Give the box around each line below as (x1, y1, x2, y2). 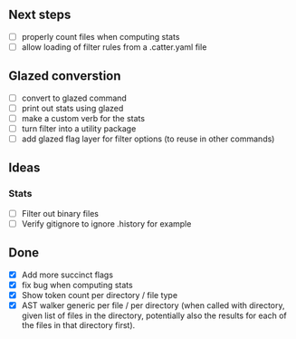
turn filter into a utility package (21, 122, 137, 134)
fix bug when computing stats (21, 279, 133, 290)
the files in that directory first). (21, 319, 136, 330)
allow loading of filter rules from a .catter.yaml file (21, 41, 207, 53)
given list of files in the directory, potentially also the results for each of (21, 310, 287, 321)
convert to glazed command (21, 92, 128, 103)
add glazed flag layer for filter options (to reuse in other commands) (21, 133, 275, 144)
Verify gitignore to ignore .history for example (21, 218, 192, 229)
